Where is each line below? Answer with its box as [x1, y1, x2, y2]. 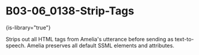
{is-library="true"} [5, 24, 51, 31]
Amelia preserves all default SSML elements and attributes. [27, 42, 175, 49]
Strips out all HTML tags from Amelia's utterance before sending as [5, 35, 174, 42]
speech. [5, 42, 26, 49]
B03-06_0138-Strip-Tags [5, 4, 134, 18]
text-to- [174, 35, 194, 42]
